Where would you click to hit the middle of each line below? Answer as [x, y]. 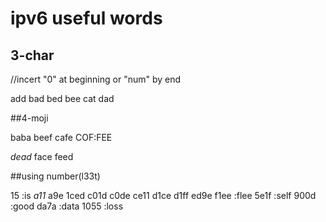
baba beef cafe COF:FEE [61, 137]
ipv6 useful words [86, 18]
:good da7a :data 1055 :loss [67, 206]
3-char [32, 55]
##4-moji [29, 118]
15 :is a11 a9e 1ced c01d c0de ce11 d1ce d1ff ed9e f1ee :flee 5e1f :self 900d [163, 195]
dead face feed [42, 156]
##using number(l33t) [55, 176]
